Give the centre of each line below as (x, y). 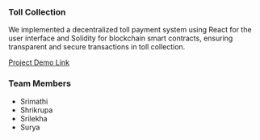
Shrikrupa (36, 110)
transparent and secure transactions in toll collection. (97, 47)
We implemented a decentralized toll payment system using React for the (130, 30)
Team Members (40, 83)
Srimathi (34, 101)
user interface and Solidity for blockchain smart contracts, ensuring (121, 38)
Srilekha (34, 118)
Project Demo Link (39, 62)
